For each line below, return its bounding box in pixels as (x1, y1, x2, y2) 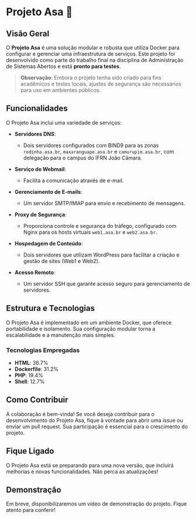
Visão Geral (6, 29, 50, 39)
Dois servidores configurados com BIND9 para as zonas (23, 142, 159, 149)
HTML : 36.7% (14, 359, 49, 366)
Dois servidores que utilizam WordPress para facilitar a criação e (23, 251, 180, 258)
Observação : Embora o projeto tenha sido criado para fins (20, 74, 162, 81)
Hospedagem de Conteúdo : (14, 240, 83, 247)
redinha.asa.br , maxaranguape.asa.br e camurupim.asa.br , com (23, 148, 174, 155)
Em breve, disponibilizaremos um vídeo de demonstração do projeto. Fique (6, 500, 187, 507)
